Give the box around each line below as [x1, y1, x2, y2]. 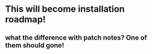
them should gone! [5, 41, 64, 50]
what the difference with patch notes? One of [5, 33, 147, 42]
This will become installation [5, 3, 125, 15]
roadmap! [5, 14, 46, 25]
